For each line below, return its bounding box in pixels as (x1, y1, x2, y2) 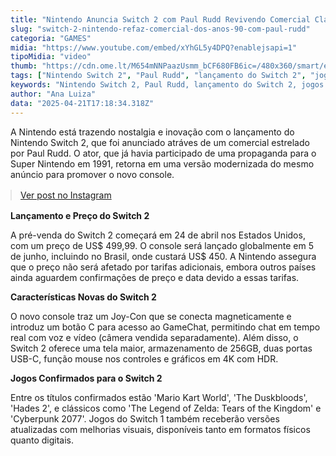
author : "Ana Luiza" (10, 89, 97, 99)
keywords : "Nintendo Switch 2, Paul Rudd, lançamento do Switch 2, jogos (10, 80, 325, 90)
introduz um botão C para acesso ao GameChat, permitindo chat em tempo (10, 321, 321, 333)
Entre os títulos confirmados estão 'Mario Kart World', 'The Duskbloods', (10, 391, 308, 403)
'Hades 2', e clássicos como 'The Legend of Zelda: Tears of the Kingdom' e (10, 402, 322, 414)
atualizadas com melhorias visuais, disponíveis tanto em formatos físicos (10, 423, 311, 435)
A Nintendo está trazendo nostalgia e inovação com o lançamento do (10, 126, 295, 138)
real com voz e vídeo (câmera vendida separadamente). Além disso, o (10, 331, 299, 343)
